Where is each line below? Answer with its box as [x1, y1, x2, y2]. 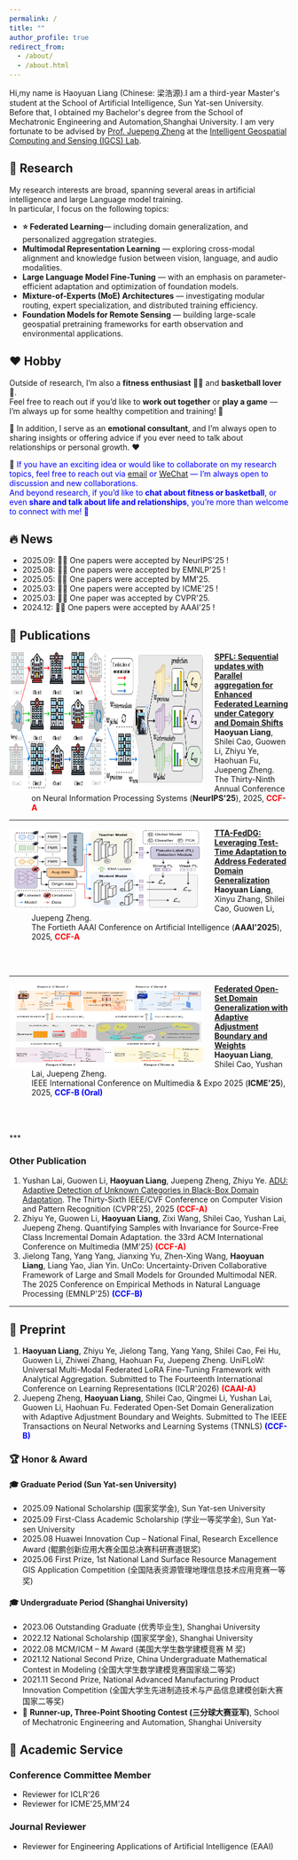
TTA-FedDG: [214, 828, 262, 838]
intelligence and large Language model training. [9, 193, 184, 204]
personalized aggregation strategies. [21, 233, 157, 244]
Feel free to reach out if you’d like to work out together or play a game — [9, 396, 278, 407]
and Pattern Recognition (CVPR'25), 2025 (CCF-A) [21, 1203, 208, 1214]
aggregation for [214, 679, 273, 691]
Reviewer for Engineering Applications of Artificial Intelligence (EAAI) [21, 1840, 274, 1851]
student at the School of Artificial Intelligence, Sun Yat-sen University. [9, 98, 264, 108]
